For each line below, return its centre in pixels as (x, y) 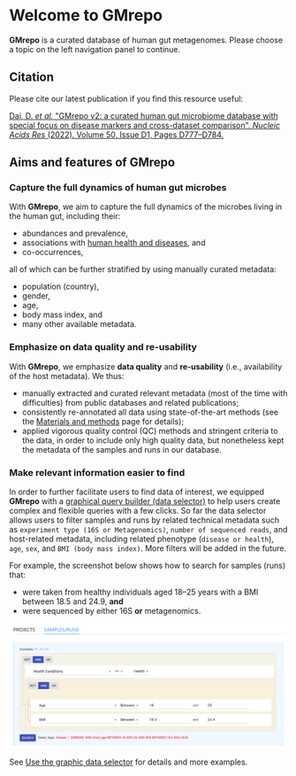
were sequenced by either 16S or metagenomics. (111, 611)
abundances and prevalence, (75, 233)
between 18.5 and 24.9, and (72, 601)
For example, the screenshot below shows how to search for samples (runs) (147, 566)
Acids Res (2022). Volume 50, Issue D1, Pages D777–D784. (116, 135)
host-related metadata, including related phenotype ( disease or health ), (141, 539)
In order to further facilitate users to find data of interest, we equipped (137, 492)
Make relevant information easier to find (97, 472)
